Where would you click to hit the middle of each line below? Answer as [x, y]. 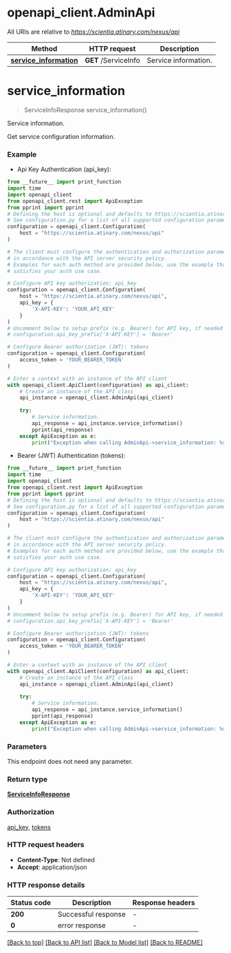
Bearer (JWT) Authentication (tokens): [71, 456]
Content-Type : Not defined [56, 859]
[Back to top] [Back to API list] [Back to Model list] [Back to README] [105, 943]
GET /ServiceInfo [113, 60]
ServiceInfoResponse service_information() [85, 110]
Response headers [164, 903]
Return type [27, 779]
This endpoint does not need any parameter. [70, 761]
